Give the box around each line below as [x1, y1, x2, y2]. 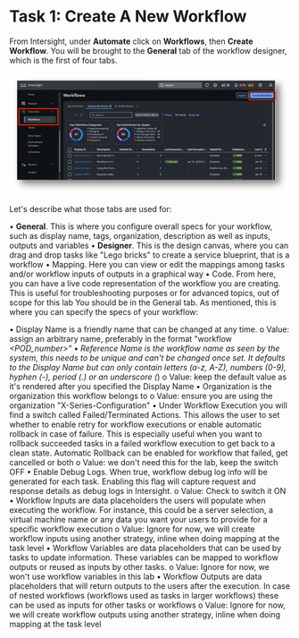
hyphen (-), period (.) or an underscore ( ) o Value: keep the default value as [9, 371, 287, 382]
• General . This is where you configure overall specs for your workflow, [9, 221, 273, 232]
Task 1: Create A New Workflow [9, 6, 247, 27]
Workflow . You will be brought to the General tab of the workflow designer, [9, 45, 287, 55]
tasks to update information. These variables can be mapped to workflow [9, 552, 278, 563]
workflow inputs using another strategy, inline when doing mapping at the [9, 533, 280, 544]
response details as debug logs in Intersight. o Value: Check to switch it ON [9, 486, 287, 497]
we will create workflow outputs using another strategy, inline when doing [9, 609, 281, 620]
